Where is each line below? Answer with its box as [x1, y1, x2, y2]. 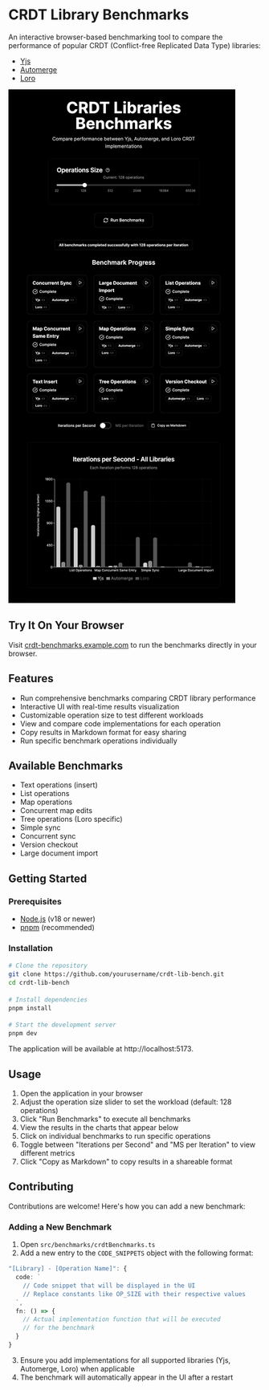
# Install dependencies [8, 995, 88, 1004]
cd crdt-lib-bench [8, 979, 70, 987]
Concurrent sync [19, 831, 76, 841]
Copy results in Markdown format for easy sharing [19, 727, 187, 737]
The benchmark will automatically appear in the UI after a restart [19, 1372, 234, 1382]
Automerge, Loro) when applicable [19, 1364, 135, 1373]
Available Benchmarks [8, 758, 123, 772]
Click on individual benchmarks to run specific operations [19, 1132, 211, 1141]
